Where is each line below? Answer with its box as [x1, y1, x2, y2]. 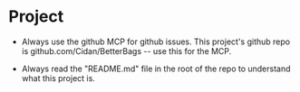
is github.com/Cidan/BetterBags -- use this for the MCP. [21, 45, 232, 56]
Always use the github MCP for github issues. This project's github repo [21, 36, 291, 47]
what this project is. [21, 72, 96, 83]
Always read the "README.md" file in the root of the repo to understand [21, 63, 291, 74]
